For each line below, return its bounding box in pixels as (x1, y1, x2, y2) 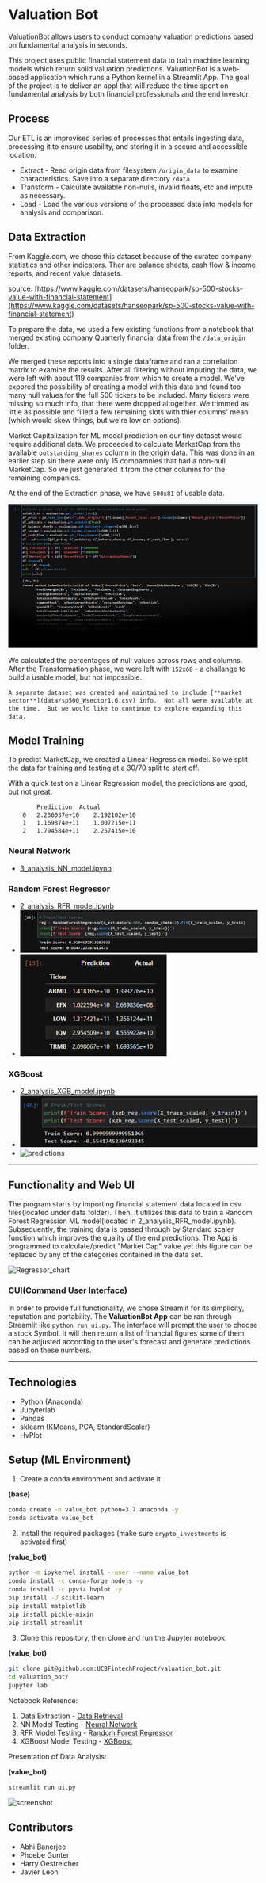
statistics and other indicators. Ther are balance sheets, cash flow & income (8, 260, 256, 269)
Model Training (8, 734, 85, 747)
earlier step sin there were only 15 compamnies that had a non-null (8, 456, 226, 465)
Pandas (19, 1413, 45, 1423)
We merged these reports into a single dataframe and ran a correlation (8, 356, 238, 366)
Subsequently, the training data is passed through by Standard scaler (8, 1225, 234, 1234)
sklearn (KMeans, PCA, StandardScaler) (19, 1422, 150, 1431)
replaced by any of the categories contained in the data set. (8, 1250, 203, 1260)
